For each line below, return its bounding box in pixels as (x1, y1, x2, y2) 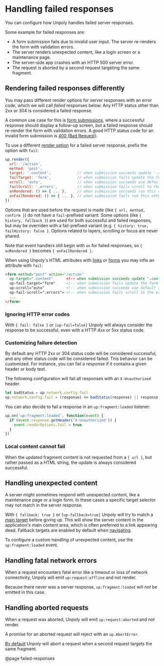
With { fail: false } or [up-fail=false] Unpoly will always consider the (5, 322, 153, 328)
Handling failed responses (5, 3, 114, 15)
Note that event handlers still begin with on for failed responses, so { (5, 242, 143, 248)
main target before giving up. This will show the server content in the (5, 517, 143, 523)
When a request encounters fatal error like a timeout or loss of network (5, 569, 148, 575)
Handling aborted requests (5, 603, 89, 612)
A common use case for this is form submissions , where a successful (5, 117, 145, 123)
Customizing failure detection (5, 339, 77, 346)
